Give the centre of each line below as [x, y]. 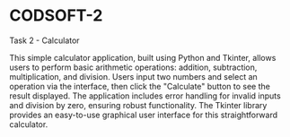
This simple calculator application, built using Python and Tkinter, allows [143, 57]
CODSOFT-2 [56, 16]
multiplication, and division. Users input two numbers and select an [133, 76]
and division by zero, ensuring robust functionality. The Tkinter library [138, 105]
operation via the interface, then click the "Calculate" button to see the [140, 86]
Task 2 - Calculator [44, 40]
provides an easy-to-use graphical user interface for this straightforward [144, 115]
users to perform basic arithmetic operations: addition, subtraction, [133, 67]
